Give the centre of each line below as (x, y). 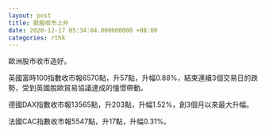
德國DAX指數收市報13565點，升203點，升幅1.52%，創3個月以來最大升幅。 (131, 104)
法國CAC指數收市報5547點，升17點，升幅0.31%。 (89, 122)
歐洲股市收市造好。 (40, 61)
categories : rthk (37, 38)
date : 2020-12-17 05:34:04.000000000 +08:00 (83, 30)
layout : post (30, 15)
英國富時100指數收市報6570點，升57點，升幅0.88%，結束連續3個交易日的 (130, 78)
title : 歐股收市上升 (39, 23)
